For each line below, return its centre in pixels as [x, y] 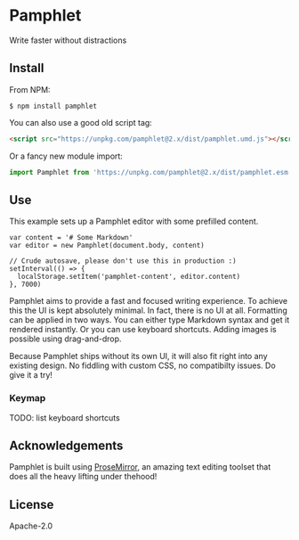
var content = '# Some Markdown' [71, 238]
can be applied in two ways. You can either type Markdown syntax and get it [149, 320]
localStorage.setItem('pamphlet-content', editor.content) [129, 277]
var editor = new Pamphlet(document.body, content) [107, 246]
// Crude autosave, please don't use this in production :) [123, 261]
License [32, 504]
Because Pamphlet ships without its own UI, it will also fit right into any [138, 356]
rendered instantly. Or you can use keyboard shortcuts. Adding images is [143, 330]
